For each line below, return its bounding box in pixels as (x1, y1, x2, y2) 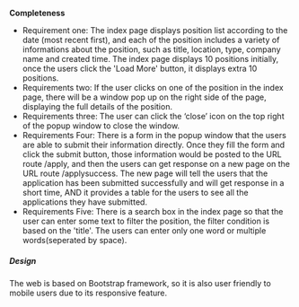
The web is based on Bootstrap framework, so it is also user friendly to (9, 277, 271, 288)
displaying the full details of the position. (22, 101, 173, 111)
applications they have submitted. (22, 197, 148, 207)
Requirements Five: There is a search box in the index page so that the (22, 206, 284, 216)
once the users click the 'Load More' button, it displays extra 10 (22, 63, 258, 74)
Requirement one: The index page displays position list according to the (22, 25, 288, 35)
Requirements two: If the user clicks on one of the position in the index (22, 83, 285, 92)
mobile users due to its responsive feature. (9, 287, 168, 298)
